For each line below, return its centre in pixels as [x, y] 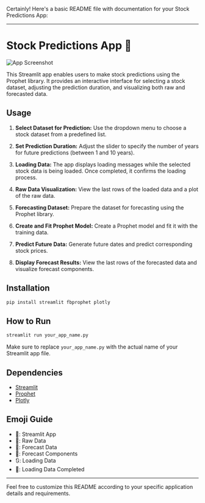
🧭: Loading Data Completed [50, 469]
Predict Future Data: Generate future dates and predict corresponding [104, 244]
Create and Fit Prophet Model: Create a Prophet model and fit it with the [106, 226]
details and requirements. [38, 493]
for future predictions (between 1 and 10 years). [75, 153]
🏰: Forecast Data [36, 447]
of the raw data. [35, 195]
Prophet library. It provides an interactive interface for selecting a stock [96, 81]
